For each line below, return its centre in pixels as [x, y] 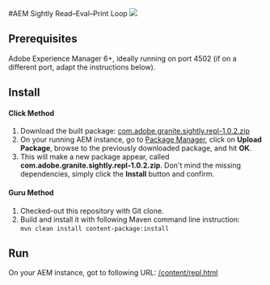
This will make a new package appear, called [95, 157]
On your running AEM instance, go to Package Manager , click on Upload [141, 140]
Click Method [32, 113]
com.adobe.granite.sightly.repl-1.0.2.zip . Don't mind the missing [130, 165]
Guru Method [31, 193]
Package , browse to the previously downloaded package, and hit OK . [136, 148]
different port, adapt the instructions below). [82, 67]
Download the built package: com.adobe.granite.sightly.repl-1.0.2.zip [135, 131]
